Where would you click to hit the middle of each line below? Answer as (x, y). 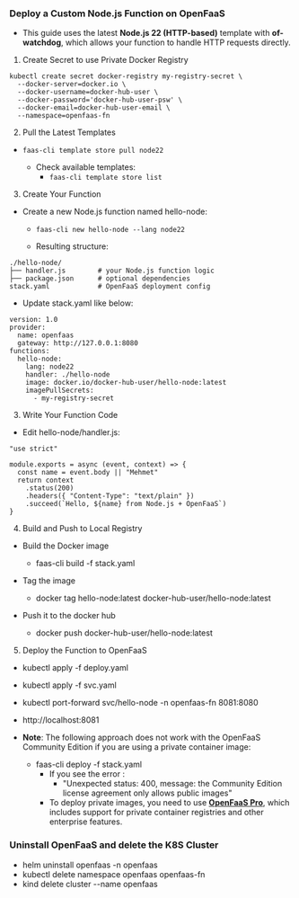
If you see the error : (87, 774)
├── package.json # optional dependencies (100, 279)
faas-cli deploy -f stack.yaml (88, 765)
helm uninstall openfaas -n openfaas (90, 865)
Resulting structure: (72, 246)
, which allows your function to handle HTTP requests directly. (176, 42)
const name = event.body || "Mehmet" (88, 473)
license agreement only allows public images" (147, 793)
